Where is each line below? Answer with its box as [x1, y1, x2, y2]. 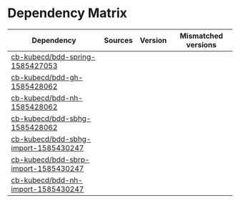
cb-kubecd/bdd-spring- [11, 51, 96, 61]
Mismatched [179, 31, 224, 41]
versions [186, 39, 216, 49]
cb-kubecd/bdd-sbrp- [11, 154, 90, 164]
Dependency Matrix [7, 5, 127, 21]
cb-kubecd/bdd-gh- [11, 72, 84, 82]
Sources [104, 35, 134, 45]
